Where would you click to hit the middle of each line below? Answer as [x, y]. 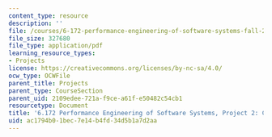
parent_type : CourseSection [56, 91]
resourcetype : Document [49, 106]
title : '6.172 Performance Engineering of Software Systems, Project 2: [134, 114]
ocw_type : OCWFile [39, 76]
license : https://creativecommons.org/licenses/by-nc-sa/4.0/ [115, 68]
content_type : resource [49, 16]
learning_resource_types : [52, 53]
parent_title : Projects [49, 83]
